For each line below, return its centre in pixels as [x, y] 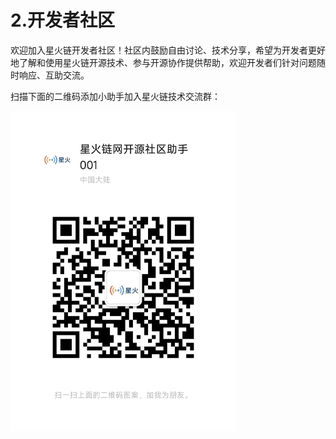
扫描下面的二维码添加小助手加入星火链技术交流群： [115, 96]
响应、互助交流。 [54, 75]
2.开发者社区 [62, 20]
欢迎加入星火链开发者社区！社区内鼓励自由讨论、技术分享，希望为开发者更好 [168, 50]
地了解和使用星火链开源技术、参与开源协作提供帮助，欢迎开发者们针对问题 [163, 62]
